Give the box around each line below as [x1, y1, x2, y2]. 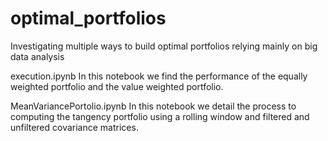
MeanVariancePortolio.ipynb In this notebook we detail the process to [10, 100, 297, 112]
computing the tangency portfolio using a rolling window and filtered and [10, 110, 310, 122]
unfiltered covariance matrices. [10, 121, 139, 133]
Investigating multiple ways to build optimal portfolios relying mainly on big [10, 40, 318, 52]
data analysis [10, 50, 65, 62]
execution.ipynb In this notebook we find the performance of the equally [10, 70, 308, 82]
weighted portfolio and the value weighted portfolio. [10, 80, 224, 92]
